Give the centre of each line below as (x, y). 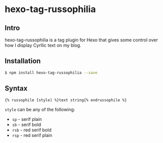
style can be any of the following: (40, 109)
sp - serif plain (27, 119)
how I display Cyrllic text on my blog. (43, 45)
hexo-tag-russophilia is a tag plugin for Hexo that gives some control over (82, 40)
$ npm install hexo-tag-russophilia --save (51, 73)
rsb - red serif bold (32, 130)
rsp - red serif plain (32, 135)
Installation (23, 61)
